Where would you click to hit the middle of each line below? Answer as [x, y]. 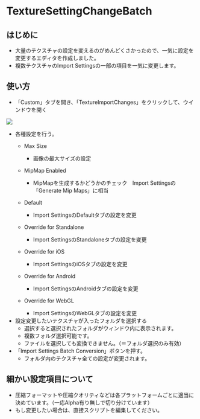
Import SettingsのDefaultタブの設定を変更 [85, 215]
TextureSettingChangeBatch [79, 11]
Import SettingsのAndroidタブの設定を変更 [86, 289]
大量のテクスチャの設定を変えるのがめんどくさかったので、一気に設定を [104, 50]
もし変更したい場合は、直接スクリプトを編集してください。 [89, 410]
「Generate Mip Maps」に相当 [71, 190]
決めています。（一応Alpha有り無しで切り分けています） [84, 402]
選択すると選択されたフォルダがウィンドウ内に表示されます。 [100, 328]
